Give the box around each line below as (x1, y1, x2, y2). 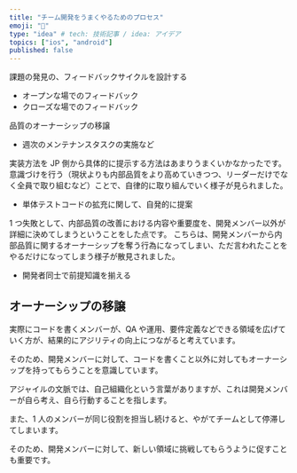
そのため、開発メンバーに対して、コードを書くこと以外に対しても (9, 353, 249, 364)
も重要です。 (9, 454, 56, 465)
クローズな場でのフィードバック (21, 101, 139, 112)
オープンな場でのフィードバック (21, 91, 139, 101)
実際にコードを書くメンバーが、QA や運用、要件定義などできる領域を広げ (9, 323, 278, 334)
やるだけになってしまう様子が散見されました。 (9, 251, 180, 262)
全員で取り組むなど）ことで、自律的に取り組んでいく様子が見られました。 (16, 180, 288, 191)
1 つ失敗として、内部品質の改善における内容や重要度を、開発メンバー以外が (9, 218, 286, 229)
